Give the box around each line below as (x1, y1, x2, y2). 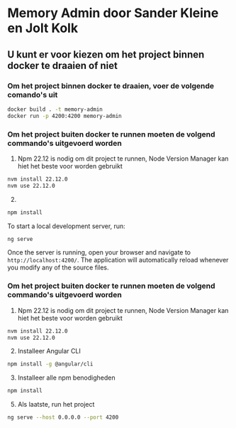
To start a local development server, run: (7, 222, 125, 230)
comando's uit (7, 90, 58, 100)
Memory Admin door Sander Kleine (7, 5, 219, 21)
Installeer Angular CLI (17, 347, 82, 355)
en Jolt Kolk (7, 20, 79, 36)
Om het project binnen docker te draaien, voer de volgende (7, 80, 215, 90)
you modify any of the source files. (7, 263, 109, 272)
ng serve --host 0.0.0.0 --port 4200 (7, 414, 119, 421)
